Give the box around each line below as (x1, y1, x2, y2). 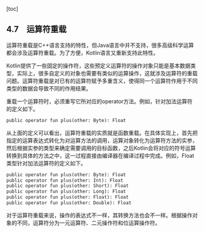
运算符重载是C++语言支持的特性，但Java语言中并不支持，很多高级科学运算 (6, 41, 194, 49)
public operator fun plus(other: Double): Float (6, 200, 132, 206)
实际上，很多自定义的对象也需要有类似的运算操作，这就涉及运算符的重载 (16, 69, 198, 77)
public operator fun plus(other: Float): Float (6, 194, 129, 200)
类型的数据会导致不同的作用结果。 (6, 84, 92, 92)
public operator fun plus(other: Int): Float (6, 177, 123, 183)
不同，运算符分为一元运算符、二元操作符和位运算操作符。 (16, 219, 161, 227)
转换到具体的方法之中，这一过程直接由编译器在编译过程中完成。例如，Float (6, 152, 194, 159)
